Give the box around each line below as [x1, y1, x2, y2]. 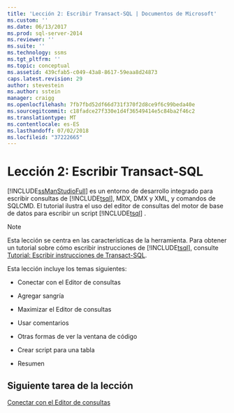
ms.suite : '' [7, 43, 45, 50]
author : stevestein [7, 82, 64, 89]
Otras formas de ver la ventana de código [17, 333, 138, 341]
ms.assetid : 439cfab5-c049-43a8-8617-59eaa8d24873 [7, 68, 158, 75]
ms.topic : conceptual [7, 62, 71, 69]
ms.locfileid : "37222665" [7, 133, 82, 140]
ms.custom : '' [7, 17, 49, 24]
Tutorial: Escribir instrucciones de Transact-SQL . [7, 251, 147, 259]
